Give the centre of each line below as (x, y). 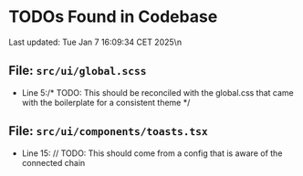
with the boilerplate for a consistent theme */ (106, 102)
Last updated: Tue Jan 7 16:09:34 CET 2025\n (95, 42)
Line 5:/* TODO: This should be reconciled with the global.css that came (157, 92)
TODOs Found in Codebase (113, 17)
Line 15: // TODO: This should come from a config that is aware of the (152, 153)
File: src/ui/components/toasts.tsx (109, 131)
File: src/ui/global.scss (78, 71)
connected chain (53, 162)
